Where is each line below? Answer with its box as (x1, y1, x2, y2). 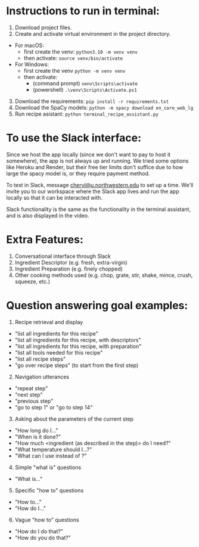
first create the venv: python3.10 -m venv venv (23, 48, 138, 55)
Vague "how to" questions (14, 516, 79, 523)
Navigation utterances (14, 373, 70, 380)
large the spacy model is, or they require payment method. (6, 170, 150, 177)
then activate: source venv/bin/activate (23, 54, 123, 61)
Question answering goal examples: (6, 299, 188, 312)
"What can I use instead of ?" (14, 452, 87, 459)
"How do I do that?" (14, 527, 64, 534)
